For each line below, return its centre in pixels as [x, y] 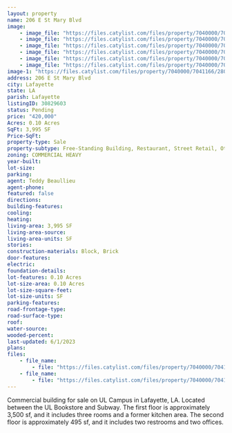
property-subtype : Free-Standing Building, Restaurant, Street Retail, [112, 149]
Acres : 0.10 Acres [33, 123]
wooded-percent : [30, 335]
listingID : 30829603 [37, 104]
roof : [15, 322]
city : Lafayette [30, 84]
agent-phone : [26, 187]
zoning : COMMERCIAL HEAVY [44, 155]
